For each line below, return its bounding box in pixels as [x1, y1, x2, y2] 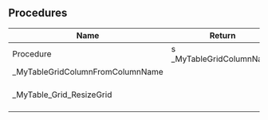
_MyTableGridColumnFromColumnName [12, 66, 164, 77]
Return [209, 29, 236, 41]
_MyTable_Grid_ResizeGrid [12, 89, 112, 100]
